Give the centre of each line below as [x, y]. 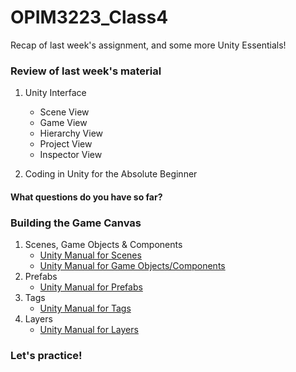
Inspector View [71, 155]
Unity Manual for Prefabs [91, 287]
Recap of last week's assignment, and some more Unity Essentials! [148, 45]
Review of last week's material [86, 71]
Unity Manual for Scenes [90, 255]
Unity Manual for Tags [85, 308]
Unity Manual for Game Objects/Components [132, 266]
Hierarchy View [71, 133]
